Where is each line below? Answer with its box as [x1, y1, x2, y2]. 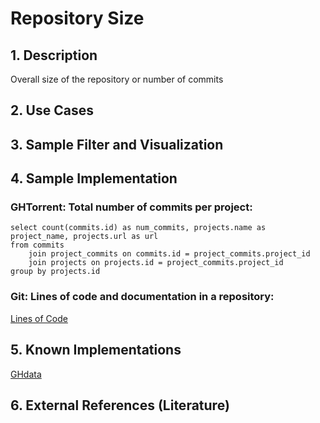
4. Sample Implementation [10, 170, 178, 187]
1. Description [10, 47, 98, 64]
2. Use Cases [10, 102, 94, 119]
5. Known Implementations [10, 342, 182, 359]
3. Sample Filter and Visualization [10, 136, 224, 153]
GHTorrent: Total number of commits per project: [10, 200, 253, 214]
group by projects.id [10, 267, 101, 277]
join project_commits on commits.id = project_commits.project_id [28, 249, 311, 259]
